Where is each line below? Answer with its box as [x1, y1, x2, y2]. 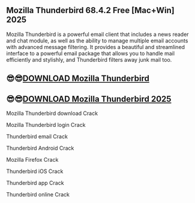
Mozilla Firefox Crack [6, 156, 59, 163]
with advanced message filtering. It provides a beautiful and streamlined [6, 43, 185, 50]
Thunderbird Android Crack [6, 144, 74, 152]
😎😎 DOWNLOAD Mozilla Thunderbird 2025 [6, 93, 172, 104]
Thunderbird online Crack [6, 191, 70, 198]
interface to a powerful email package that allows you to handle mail [6, 50, 175, 57]
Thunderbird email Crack [6, 133, 68, 140]
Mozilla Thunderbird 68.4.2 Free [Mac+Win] [6, 5, 175, 16]
